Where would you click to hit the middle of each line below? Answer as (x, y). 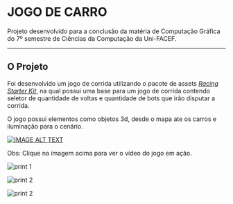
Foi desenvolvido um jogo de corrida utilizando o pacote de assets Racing (113, 83)
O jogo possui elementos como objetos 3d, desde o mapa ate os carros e (112, 119)
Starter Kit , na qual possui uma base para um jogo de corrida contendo (109, 91)
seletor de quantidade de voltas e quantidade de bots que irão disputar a (111, 98)
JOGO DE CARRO (57, 12)
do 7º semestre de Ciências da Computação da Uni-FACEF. (92, 38)
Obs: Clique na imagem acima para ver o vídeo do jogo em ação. (100, 153)
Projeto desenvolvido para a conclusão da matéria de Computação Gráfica (114, 31)
